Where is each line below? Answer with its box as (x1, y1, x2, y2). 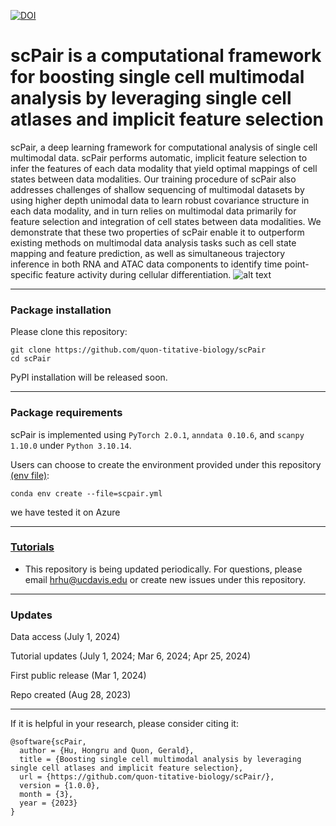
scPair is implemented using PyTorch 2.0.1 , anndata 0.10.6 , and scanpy (10, 428, 305, 440)
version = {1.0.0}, (19, 781, 101, 791)
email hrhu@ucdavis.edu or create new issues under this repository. (24, 573, 307, 585)
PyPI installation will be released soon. (10, 371, 168, 384)
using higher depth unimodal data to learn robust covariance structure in (10, 194, 310, 206)
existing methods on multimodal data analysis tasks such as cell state (10, 236, 297, 249)
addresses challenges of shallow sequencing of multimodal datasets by (10, 183, 305, 195)
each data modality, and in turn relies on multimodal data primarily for (10, 205, 297, 217)
